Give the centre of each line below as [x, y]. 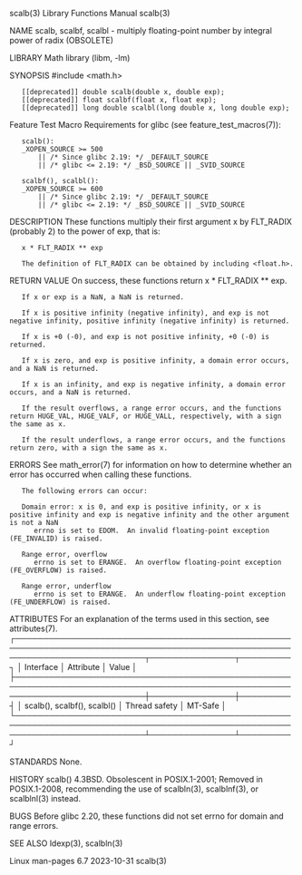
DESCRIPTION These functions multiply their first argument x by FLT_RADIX [151, 222]
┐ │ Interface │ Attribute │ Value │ [73, 667]
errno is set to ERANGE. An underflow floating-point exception [159, 594]
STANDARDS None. [46, 762]
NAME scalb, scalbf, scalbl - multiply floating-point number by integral [141, 30]
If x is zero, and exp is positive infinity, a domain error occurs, [156, 361]
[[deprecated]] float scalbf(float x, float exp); [119, 100]
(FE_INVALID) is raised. [56, 539]
